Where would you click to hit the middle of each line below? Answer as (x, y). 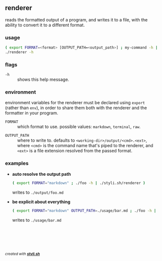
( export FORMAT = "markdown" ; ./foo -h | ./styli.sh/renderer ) (79, 183)
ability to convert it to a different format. (45, 25)
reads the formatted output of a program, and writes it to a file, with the (76, 19)
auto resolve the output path (42, 174)
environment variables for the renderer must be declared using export (75, 103)
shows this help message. (43, 79)
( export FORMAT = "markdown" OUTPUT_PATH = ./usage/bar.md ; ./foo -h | (84, 211)
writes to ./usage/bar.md (37, 220)
